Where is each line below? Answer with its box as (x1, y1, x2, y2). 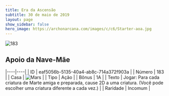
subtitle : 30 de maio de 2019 (5, 12, 70, 17)
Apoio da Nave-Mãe (5, 55, 70, 64)
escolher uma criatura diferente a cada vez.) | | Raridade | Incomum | (5, 85, 151, 91)
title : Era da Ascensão (5, 7, 56, 13)
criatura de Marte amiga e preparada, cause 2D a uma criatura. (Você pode (5, 80, 164, 86)
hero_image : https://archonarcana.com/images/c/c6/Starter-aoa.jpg (5, 27, 152, 32)
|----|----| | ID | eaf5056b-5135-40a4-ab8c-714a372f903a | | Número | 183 (5, 68, 164, 75)
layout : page (5, 17, 33, 22)
